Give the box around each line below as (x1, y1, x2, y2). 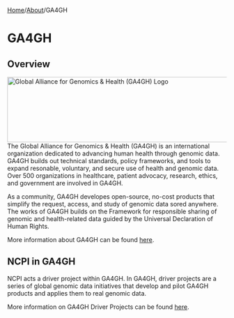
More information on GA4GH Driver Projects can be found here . (7, 303, 189, 311)
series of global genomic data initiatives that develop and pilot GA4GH (7, 282, 209, 290)
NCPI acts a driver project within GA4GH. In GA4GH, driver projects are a (7, 274, 217, 282)
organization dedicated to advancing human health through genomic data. (7, 149, 220, 158)
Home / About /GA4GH (7, 6, 68, 14)
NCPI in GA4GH (7, 256, 76, 268)
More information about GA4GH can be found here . (7, 236, 155, 243)
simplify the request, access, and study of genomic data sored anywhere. (7, 200, 219, 208)
